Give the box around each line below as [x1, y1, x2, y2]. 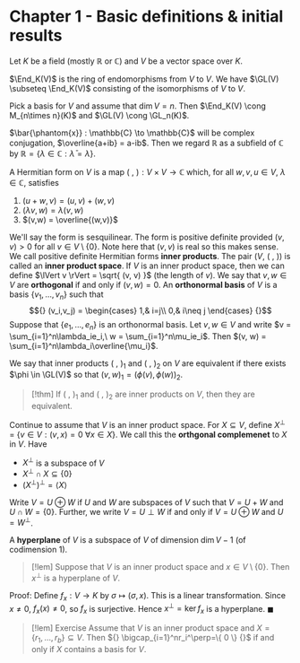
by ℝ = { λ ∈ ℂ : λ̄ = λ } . [9, 148, 97, 159]
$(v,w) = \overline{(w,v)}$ [21, 214, 118, 225]
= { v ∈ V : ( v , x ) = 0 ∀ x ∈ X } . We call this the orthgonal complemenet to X [9, 429, 287, 440]
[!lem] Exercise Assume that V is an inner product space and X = [30, 623, 270, 633]
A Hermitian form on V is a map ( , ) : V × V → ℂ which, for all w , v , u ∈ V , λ [9, 166, 287, 177]
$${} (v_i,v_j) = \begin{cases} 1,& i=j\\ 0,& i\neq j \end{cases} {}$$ [29, 305, 272, 316]
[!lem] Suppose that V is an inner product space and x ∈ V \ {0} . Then [30, 562, 290, 572]
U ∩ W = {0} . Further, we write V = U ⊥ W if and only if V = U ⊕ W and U [9, 506, 284, 517]
